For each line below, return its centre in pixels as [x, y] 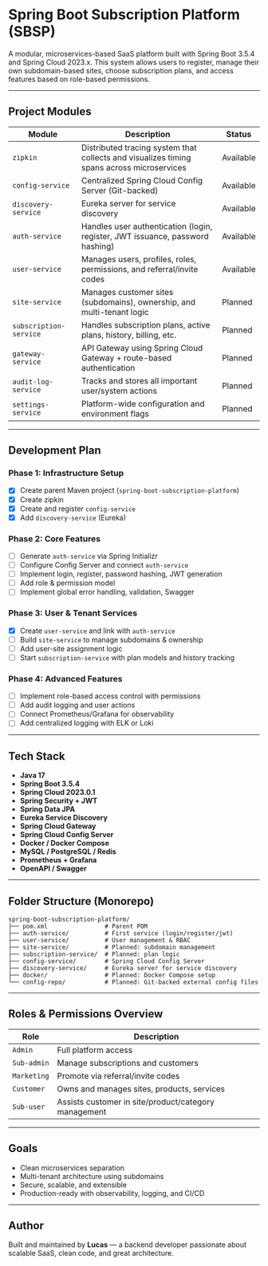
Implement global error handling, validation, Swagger [107, 592]
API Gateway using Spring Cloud [142, 348]
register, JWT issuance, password [145, 236]
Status [239, 134]
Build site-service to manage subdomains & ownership [111, 639]
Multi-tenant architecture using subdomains [92, 1176]
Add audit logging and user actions [77, 705]
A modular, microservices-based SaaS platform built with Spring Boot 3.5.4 [132, 53]
